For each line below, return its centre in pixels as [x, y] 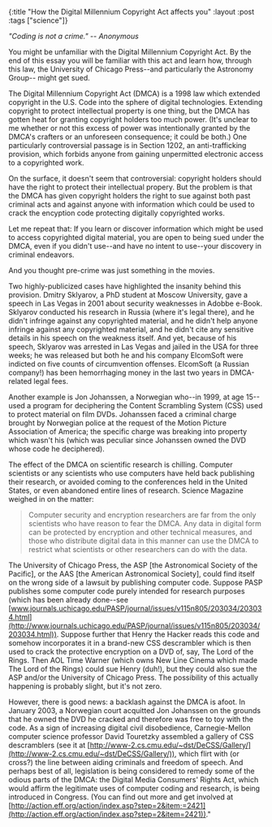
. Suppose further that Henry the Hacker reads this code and [158, 634]
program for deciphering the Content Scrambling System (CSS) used [148, 405]
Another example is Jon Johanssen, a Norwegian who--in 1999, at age [127, 397]
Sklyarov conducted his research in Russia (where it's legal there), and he [132, 312]
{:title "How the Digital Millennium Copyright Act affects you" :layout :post [132, 12]
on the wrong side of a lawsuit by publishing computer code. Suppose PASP [136, 582]
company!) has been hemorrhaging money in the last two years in [119, 372]
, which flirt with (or [207, 754]
